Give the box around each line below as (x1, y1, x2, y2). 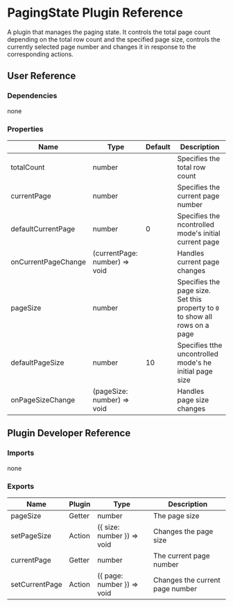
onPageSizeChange (10, 394, 76, 404)
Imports (7, 448, 35, 458)
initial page (177, 366, 213, 376)
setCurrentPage (10, 579, 62, 589)
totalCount (10, 162, 45, 172)
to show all (177, 311, 213, 321)
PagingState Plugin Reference (7, 5, 184, 21)
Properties (7, 124, 44, 133)
